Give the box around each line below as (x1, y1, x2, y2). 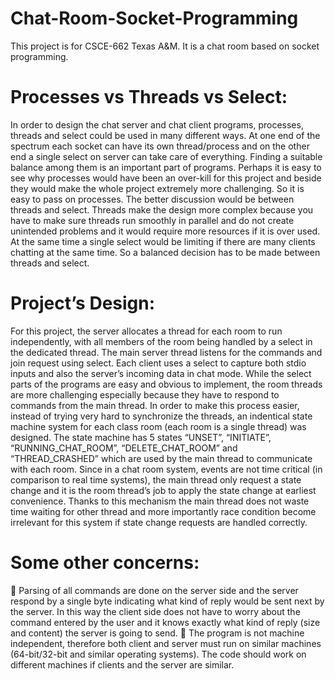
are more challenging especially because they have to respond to (10, 388, 280, 401)
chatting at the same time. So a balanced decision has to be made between (10, 246, 321, 258)
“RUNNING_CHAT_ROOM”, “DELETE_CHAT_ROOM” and (10, 442, 238, 454)
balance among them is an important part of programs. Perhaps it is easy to (10, 161, 322, 173)
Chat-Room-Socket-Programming (10, 7, 299, 30)
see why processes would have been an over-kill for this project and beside (10, 172, 322, 184)
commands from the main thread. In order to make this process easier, (10, 399, 300, 411)
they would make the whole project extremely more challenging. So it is (10, 182, 305, 194)
